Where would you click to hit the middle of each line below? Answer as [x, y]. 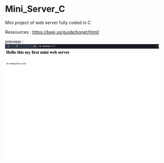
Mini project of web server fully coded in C [48, 23]
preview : [14, 41]
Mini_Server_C [35, 9]
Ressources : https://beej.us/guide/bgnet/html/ [52, 32]
